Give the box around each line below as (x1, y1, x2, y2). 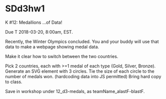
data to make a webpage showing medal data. (5, 44, 99, 49)
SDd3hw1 (5, 3, 45, 14)
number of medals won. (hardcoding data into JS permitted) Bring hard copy (5, 73, 162, 79)
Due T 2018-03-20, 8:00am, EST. (5, 29, 73, 35)
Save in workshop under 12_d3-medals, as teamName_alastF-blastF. (5, 88, 145, 94)
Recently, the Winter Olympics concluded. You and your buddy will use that (5, 38, 159, 45)
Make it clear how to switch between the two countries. (5, 53, 118, 59)
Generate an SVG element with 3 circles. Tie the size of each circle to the (5, 68, 155, 74)
